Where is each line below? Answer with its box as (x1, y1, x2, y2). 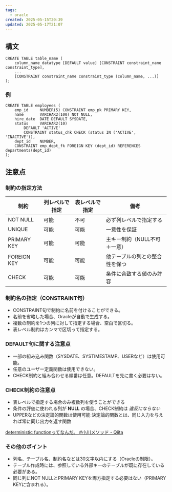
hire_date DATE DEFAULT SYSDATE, (14, 116, 88, 122)
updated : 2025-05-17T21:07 (5, 22, 63, 27)
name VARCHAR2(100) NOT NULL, (14, 112, 93, 117)
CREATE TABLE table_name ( (5, 56, 63, 61)
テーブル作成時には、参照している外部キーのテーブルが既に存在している (12, 462, 165, 468)
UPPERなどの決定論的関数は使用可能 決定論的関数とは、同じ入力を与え (12, 412, 164, 418)
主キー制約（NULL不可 (105, 236, 161, 243)
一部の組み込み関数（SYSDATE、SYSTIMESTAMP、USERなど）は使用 (12, 353, 161, 359)
